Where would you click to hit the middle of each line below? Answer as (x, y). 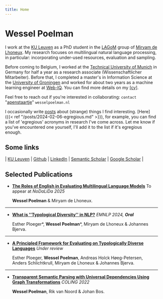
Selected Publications (39, 174)
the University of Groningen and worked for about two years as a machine (79, 82)
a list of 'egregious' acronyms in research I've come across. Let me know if (80, 122)
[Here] (144, 111)
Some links (22, 147)
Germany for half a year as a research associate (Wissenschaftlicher (73, 72)
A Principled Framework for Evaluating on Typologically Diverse (78, 243)
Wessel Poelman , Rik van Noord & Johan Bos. (58, 292)
